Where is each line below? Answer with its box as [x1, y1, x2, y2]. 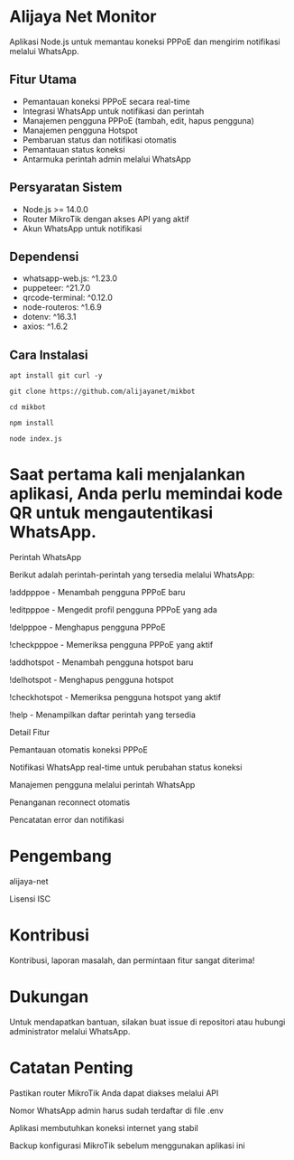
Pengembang [9, 847, 113, 866]
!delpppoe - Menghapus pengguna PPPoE [9, 622, 166, 633]
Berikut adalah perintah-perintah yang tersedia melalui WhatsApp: [9, 569, 255, 580]
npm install [9, 418, 54, 428]
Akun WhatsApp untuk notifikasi [22, 223, 142, 234]
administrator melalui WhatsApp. [9, 1025, 131, 1036]
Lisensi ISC [9, 893, 51, 904]
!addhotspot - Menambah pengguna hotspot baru [9, 657, 194, 668]
